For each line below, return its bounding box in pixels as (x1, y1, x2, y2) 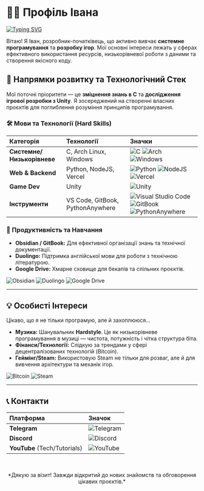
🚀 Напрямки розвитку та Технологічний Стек (6, 74, 186, 85)
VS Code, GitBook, (66, 196, 120, 204)
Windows (66, 155, 93, 164)
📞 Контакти (6, 395, 49, 406)
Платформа (9, 414, 46, 422)
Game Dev (9, 183, 41, 191)
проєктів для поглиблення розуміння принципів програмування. (6, 103, 174, 111)
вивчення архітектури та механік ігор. (15, 361, 114, 368)
